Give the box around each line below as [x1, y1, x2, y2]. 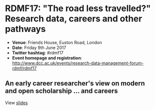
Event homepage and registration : [12, 55, 82, 61]
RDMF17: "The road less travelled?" [5, 3, 151, 14]
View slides [5, 100, 28, 106]
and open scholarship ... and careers [5, 87, 118, 95]
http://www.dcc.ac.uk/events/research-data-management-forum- [12, 60, 144, 66]
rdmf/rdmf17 [12, 65, 37, 71]
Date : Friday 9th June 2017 [12, 45, 66, 50]
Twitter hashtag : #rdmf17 [12, 49, 64, 56]
